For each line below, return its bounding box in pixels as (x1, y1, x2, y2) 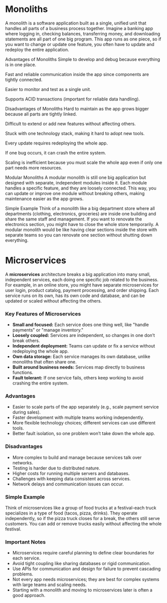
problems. (12, 571, 33, 577)
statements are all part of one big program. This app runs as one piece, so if (5, 36, 162, 42)
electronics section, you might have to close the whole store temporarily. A (5, 221, 159, 227)
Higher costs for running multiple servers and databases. (12, 470, 130, 476)
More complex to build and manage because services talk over (12, 454, 142, 460)
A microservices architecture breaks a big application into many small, (5, 271, 151, 277)
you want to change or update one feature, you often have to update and (5, 41, 155, 47)
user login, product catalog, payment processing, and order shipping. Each (5, 287, 159, 293)
